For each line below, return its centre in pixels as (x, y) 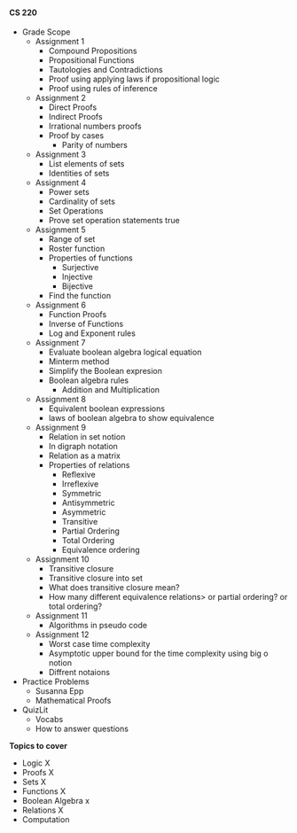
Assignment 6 (61, 305)
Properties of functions (90, 258)
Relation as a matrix (85, 455)
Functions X (44, 791)
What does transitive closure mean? (114, 588)
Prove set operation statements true (114, 221)
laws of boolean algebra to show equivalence (131, 418)
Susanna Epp (59, 691)
